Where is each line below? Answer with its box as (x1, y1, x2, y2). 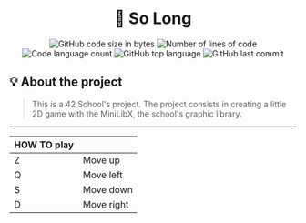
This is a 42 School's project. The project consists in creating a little (31, 98, 287, 109)
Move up (82, 154, 120, 167)
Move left (82, 168, 123, 181)
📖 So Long (114, 8, 192, 29)
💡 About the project (9, 75, 123, 90)
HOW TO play (14, 138, 75, 151)
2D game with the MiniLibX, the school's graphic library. (31, 108, 242, 119)
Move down (82, 183, 134, 196)
